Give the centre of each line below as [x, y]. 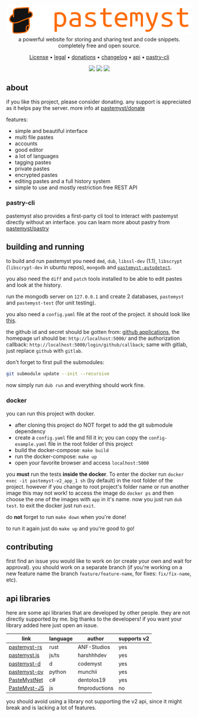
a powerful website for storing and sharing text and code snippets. [99, 39]
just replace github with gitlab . [44, 351]
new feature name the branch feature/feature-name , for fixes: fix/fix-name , [99, 574]
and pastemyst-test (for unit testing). [51, 303]
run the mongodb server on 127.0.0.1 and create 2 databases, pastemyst [95, 297]
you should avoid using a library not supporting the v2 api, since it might [94, 701]
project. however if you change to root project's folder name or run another [98, 486]
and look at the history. [34, 285]
